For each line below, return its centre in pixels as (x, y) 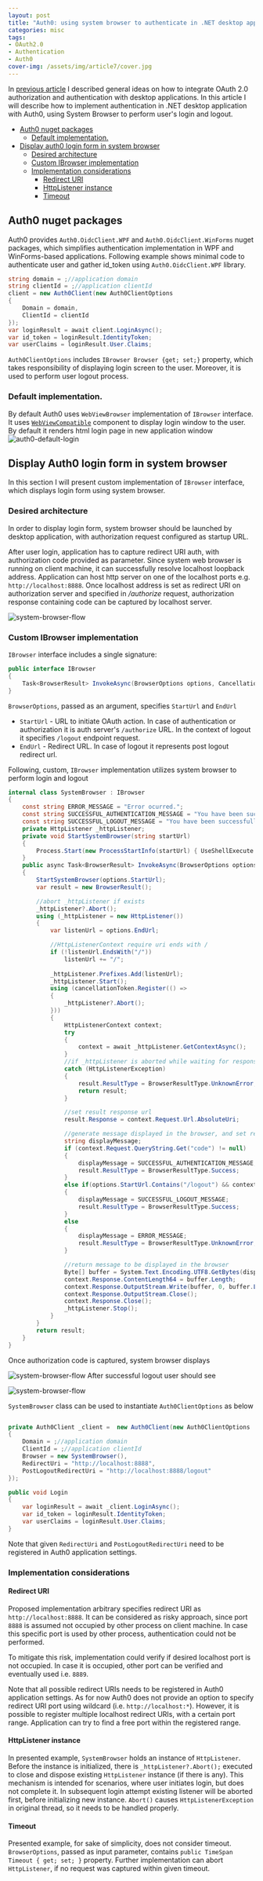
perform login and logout (48, 778)
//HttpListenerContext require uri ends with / (129, 945)
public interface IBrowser (52, 669)
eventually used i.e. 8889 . (48, 1674)
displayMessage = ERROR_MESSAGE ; (133, 1236)
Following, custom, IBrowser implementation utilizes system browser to (122, 770)
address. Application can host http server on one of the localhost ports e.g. (129, 576)
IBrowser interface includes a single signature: (83, 655)
